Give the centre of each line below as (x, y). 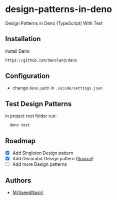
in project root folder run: (31, 116)
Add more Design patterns (40, 164)
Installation (23, 39)
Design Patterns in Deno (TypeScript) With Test (54, 23)
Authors (18, 180)
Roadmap (20, 141)
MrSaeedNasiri (28, 192)
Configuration (27, 76)
